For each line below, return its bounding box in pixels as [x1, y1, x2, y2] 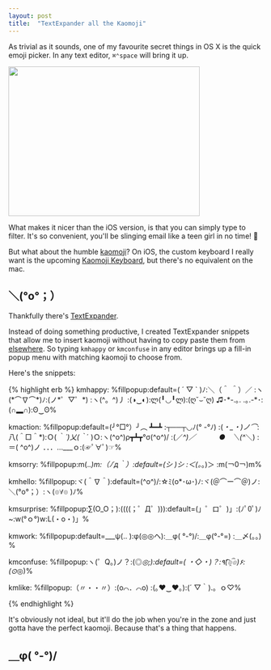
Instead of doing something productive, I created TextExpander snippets [8, 327, 250, 336]
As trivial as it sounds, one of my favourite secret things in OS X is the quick [8, 41, 261, 51]
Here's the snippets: [8, 369, 76, 378]
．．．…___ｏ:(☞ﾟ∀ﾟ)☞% [42, 442, 122, 453]
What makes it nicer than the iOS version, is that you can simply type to [8, 222, 247, 232]
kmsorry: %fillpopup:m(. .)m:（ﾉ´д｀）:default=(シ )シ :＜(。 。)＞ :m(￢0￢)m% [8, 460, 262, 470]
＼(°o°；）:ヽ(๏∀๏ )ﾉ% [8, 487, 83, 497]
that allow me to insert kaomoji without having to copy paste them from [8, 335, 245, 345]
